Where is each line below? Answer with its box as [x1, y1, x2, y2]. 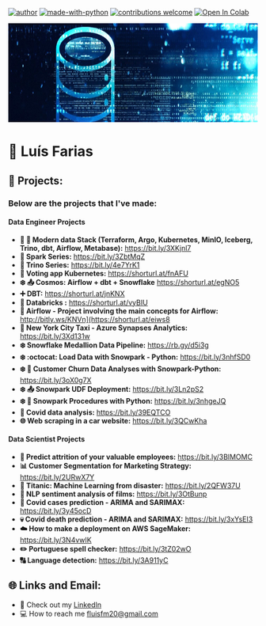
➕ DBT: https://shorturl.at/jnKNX [19, 289, 125, 298]
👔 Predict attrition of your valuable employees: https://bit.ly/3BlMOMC [19, 452, 253, 461]
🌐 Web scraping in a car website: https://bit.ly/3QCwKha [19, 415, 207, 425]
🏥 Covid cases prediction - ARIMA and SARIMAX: [19, 497, 185, 506]
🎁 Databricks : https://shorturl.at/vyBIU [19, 298, 148, 307]
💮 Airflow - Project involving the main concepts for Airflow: [19, 305, 219, 316]
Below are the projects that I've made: [8, 198, 157, 209]
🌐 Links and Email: [8, 579, 101, 593]
